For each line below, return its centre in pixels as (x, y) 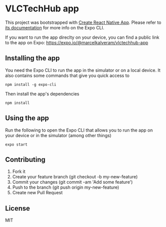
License (18, 208)
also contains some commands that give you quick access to (67, 76)
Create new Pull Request (37, 193)
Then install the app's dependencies (42, 94)
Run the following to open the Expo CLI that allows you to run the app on (79, 130)
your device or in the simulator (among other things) (58, 135)
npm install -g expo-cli (31, 84)
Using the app (27, 118)
